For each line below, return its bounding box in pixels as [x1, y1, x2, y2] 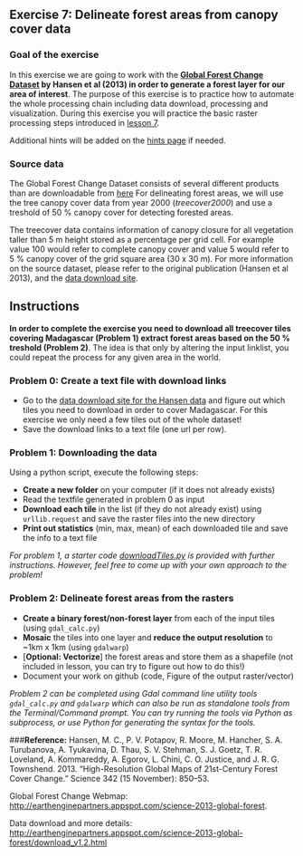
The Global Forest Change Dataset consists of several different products [9, 178, 279, 188]
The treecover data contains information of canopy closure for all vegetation [9, 224, 294, 235]
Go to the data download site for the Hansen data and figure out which [22, 395, 286, 406]
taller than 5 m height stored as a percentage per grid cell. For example [9, 234, 274, 245]
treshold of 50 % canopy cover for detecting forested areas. [9, 207, 233, 217]
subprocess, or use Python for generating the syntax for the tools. [9, 717, 256, 727]
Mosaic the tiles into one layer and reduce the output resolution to [22, 631, 273, 642]
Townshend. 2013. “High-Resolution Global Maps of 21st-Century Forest [9, 763, 279, 774]
